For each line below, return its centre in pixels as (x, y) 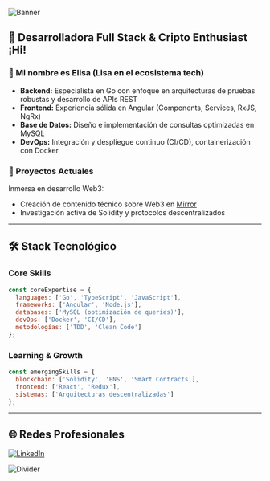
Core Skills (30, 273)
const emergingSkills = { (51, 372)
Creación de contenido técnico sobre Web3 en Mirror (108, 204)
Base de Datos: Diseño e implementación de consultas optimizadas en (137, 124)
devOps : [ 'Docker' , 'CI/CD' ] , (66, 320)
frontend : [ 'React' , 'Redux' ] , (68, 387)
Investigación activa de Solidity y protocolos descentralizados (123, 212)
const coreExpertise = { (50, 290)
